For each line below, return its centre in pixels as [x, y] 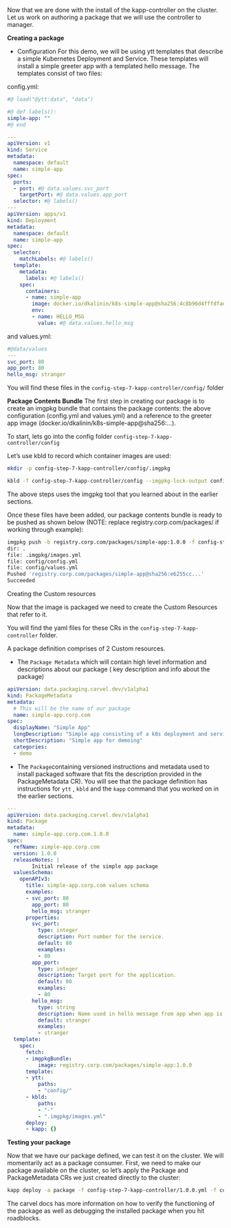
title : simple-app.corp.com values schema [87, 886]
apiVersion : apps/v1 [37, 214]
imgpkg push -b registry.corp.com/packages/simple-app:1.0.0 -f [101, 542]
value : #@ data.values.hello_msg [86, 323]
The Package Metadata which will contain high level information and [112, 662]
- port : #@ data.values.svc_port [61, 188]
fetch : [35, 1052]
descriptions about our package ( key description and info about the [113, 669]
